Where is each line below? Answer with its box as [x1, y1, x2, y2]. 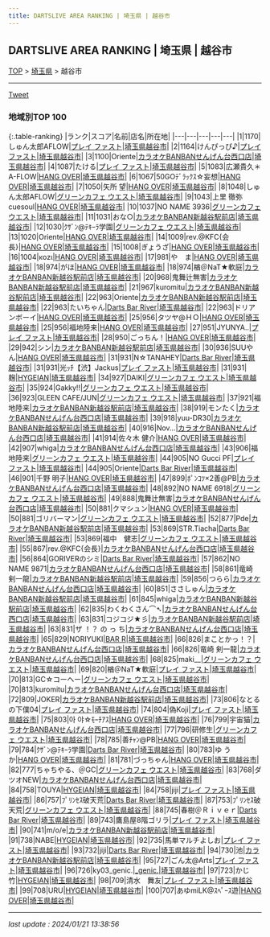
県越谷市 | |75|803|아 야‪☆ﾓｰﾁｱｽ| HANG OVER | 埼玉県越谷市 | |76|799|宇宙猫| [8, 714, 253, 724]
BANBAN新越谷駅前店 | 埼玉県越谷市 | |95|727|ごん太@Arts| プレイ [22, 855, 236, 865]
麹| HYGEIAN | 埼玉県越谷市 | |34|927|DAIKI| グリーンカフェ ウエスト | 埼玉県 [8, 372, 250, 382]
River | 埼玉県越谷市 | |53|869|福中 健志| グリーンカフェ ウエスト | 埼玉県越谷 [8, 533, 257, 543]
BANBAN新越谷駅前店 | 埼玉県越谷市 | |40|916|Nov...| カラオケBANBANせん [8, 423, 251, 433]
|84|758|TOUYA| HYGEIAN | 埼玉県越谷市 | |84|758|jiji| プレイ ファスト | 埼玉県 [8, 785, 256, 795]
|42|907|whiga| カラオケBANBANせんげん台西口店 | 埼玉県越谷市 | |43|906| [8, 443, 252, 453]
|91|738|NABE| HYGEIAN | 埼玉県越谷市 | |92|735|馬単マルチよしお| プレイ [8, 835, 245, 845]
